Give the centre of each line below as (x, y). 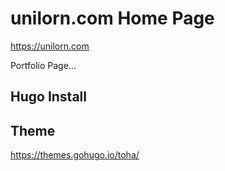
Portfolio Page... (43, 65)
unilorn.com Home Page (112, 18)
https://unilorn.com (50, 46)
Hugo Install (48, 97)
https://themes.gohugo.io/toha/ (75, 155)
